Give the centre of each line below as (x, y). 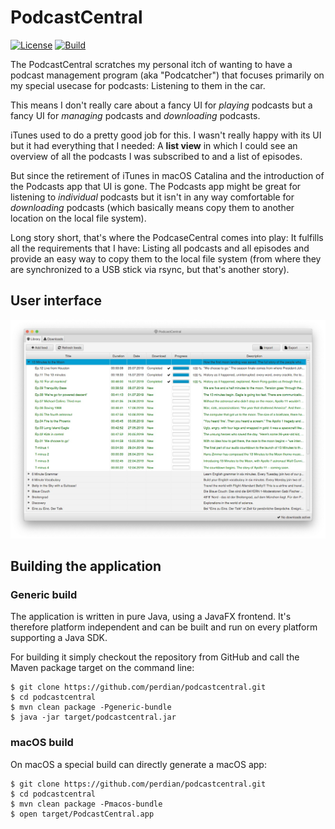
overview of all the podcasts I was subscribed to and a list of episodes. (156, 156)
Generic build (44, 594)
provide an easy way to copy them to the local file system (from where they (166, 258)
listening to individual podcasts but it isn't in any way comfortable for (152, 197)
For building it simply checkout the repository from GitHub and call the (155, 657)
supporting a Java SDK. (59, 638)
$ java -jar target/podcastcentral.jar (93, 717)
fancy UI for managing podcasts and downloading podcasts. (135, 115)
